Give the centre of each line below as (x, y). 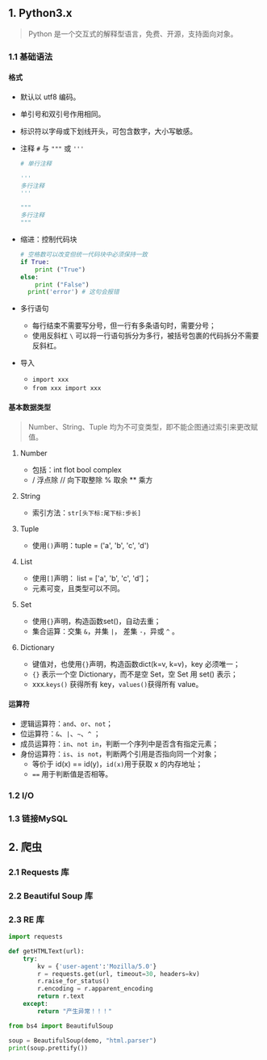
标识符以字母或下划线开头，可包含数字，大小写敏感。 (108, 131)
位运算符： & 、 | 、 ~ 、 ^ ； (60, 733)
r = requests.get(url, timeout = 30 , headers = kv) (119, 974)
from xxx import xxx (67, 388)
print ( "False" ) (62, 285)
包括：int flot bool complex (77, 469)
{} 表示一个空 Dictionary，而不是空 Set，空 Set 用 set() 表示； (135, 674)
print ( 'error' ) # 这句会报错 (73, 292)
